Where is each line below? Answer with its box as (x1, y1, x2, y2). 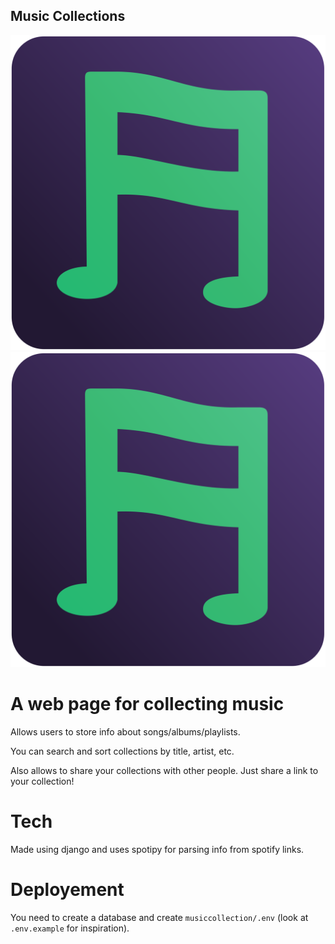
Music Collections (10, 8, 126, 25)
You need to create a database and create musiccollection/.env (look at (10, 911, 309, 923)
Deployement (10, 878, 125, 901)
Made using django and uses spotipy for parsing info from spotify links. (10, 843, 305, 855)
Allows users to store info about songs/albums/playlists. (10, 725, 241, 738)
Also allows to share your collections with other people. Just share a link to (10, 764, 319, 776)
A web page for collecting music (10, 693, 285, 715)
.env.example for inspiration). (10, 922, 130, 934)
